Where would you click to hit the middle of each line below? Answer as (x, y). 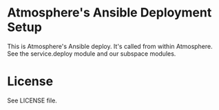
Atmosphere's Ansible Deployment (109, 13)
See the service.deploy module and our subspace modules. (92, 54)
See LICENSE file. (32, 100)
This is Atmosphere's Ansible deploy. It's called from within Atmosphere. (110, 46)
